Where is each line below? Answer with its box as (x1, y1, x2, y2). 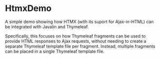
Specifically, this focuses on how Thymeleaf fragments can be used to (5, 33, 146, 39)
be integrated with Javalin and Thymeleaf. (5, 24, 89, 29)
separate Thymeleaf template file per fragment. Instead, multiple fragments (5, 43, 156, 49)
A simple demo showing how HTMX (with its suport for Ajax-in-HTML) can (5, 19, 154, 24)
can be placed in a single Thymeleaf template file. (5, 48, 105, 54)
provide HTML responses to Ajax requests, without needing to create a (5, 38, 146, 44)
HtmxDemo (5, 3, 52, 14)
